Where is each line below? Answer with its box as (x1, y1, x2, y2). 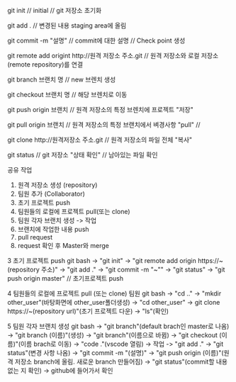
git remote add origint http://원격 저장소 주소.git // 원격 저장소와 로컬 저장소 (7, 52, 219, 60)
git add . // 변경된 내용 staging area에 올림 (7, 21, 127, 30)
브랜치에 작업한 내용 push (17, 225, 90, 233)
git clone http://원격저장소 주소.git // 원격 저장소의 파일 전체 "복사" (7, 135, 193, 144)
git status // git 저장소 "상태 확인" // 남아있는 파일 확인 (7, 151, 158, 159)
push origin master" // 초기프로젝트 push (7, 274, 124, 282)
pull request (17, 233, 53, 241)
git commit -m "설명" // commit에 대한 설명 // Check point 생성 (7, 36, 186, 45)
